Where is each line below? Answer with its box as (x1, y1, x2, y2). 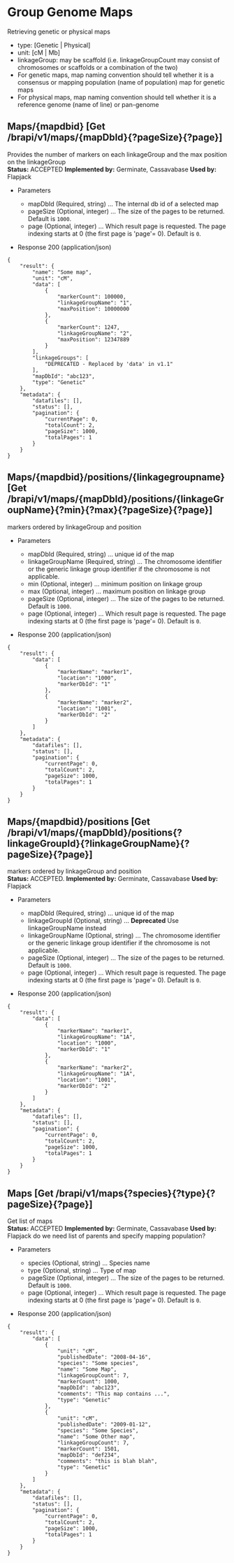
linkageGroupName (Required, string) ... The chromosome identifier (27, 557, 222, 565)
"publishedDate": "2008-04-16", (57, 1354, 152, 1361)
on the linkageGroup (7, 157, 66, 166)
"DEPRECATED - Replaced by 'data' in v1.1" (44, 360, 173, 367)
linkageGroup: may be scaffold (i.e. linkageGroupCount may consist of (17, 55, 220, 64)
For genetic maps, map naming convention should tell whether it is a (17, 71, 214, 79)
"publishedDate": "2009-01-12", (57, 1421, 152, 1428)
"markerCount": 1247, (57, 323, 120, 331)
